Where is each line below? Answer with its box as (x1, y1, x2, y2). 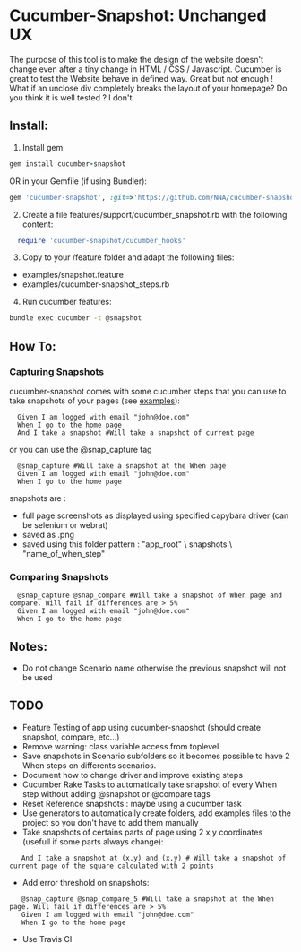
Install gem (21, 142, 64, 152)
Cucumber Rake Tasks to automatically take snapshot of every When (21, 779, 278, 790)
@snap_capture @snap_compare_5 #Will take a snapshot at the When (21, 894, 275, 904)
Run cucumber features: (21, 297, 112, 307)
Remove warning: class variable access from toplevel (21, 740, 219, 751)
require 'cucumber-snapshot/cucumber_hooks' (17, 236, 186, 245)
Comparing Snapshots (9, 570, 109, 583)
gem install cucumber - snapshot (9, 159, 126, 169)
